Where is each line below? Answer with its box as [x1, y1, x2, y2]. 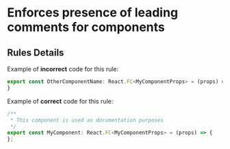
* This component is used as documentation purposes [10, 117, 164, 124]
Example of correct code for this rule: [7, 97, 114, 105]
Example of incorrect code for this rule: [7, 65, 119, 73]
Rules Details [7, 47, 64, 58]
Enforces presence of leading [7, 5, 179, 21]
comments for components [7, 19, 166, 35]
